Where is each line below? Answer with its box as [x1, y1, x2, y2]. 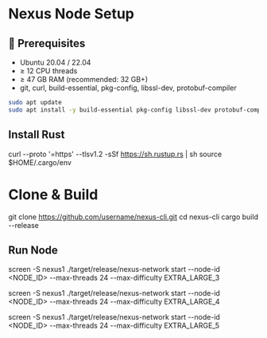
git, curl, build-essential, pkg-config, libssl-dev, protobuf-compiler [19, 83, 237, 92]
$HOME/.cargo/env [8, 157, 72, 167]
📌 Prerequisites [8, 37, 86, 50]
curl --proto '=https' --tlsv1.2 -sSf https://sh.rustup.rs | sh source [8, 149, 222, 159]
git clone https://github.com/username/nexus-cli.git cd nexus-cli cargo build [8, 212, 258, 222]
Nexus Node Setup [8, 5, 135, 23]
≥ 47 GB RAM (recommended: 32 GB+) [19, 75, 149, 84]
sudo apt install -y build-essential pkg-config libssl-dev [8, 105, 212, 114]
